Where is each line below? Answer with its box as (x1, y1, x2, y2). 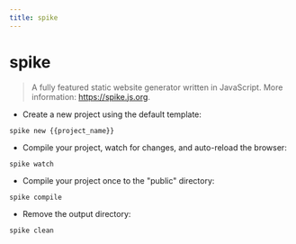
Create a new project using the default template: (22, 109, 202, 120)
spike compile (9, 193, 63, 202)
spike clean (9, 226, 54, 235)
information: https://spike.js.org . (31, 91, 151, 102)
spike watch (9, 159, 54, 168)
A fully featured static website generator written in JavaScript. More (31, 82, 283, 93)
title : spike (9, 13, 58, 23)
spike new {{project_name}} (9, 126, 115, 135)
